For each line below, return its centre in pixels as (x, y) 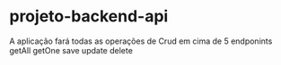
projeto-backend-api (89, 16)
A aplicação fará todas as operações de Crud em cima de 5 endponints (141, 41)
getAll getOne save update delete (71, 50)
